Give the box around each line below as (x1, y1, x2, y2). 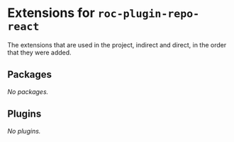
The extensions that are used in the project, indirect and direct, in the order (7, 40, 227, 49)
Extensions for (7, 5, 96, 21)
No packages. (7, 87, 49, 96)
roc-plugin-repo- (97, 7, 200, 20)
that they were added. (7, 48, 72, 57)
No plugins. (7, 126, 41, 135)
